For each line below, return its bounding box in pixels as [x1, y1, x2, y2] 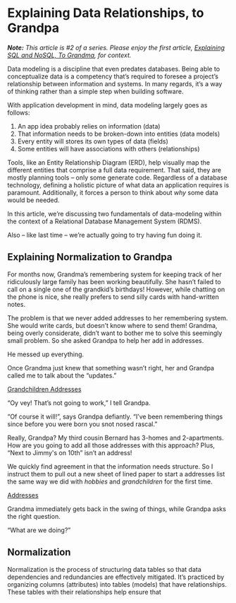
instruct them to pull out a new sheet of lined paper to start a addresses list [7, 469, 225, 478]
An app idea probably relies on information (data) [17, 122, 161, 130]
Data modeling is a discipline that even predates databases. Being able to [7, 64, 221, 73]
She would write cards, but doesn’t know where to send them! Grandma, [7, 321, 218, 329]
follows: [7, 108, 30, 117]
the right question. [7, 512, 61, 520]
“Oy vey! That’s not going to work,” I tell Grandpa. [7, 398, 151, 407]
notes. [7, 300, 26, 308]
